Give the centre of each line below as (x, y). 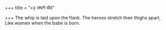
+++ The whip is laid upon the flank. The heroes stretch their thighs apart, (83, 18)
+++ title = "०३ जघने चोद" (30, 8)
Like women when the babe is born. (43, 23)
